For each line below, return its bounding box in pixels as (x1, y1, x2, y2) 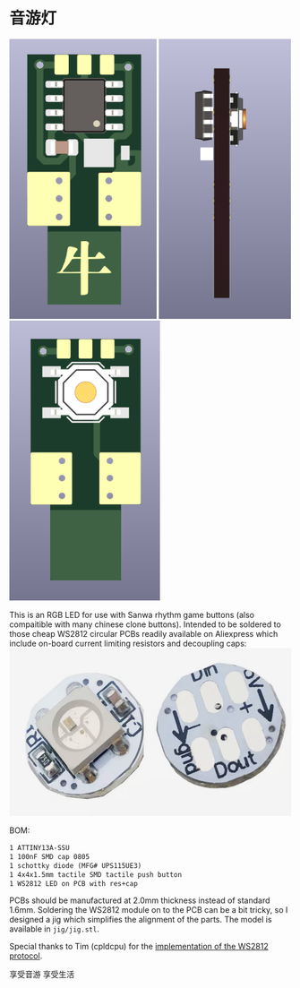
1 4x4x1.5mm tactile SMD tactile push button (9, 870, 182, 879)
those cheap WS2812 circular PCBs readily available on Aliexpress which (9, 628, 279, 639)
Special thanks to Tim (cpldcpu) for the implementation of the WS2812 (9, 941, 269, 951)
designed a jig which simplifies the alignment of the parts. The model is (9, 914, 272, 924)
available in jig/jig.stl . (9, 924, 100, 934)
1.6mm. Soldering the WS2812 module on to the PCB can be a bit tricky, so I (9, 904, 288, 915)
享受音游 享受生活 (9, 968, 74, 979)
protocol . (9, 950, 43, 961)
